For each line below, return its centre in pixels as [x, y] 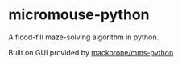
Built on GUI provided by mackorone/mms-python [91, 52]
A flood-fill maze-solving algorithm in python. [84, 37]
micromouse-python [79, 15]
